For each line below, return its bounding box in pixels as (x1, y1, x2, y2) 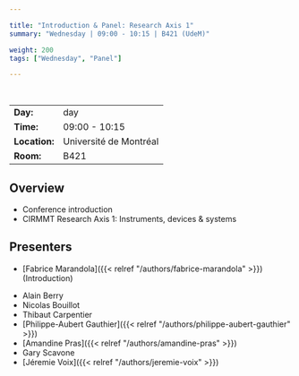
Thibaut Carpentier (21, 309, 92, 320)
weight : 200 (9, 46, 54, 55)
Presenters (9, 239, 73, 255)
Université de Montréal (62, 135, 159, 148)
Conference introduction (21, 204, 114, 215)
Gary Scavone (21, 346, 75, 358)
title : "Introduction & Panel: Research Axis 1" (9, 21, 194, 30)
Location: (13, 135, 55, 148)
